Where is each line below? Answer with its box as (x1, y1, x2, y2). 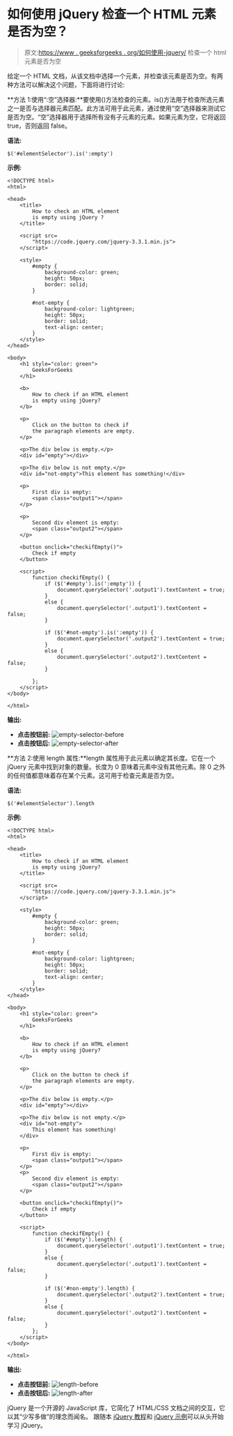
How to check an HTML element (32, 207, 120, 215)
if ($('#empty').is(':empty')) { (44, 580, 141, 587)
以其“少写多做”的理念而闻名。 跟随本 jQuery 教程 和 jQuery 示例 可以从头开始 (7, 1412, 224, 1421)
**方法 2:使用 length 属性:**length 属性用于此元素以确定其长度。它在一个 (7, 754, 216, 762)
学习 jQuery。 (7, 1421, 47, 1429)
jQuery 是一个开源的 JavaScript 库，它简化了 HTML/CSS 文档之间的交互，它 (7, 1403, 226, 1412)
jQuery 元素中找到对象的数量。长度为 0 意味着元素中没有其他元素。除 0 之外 (7, 762, 226, 771)
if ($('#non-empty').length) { (44, 1285, 136, 1292)
